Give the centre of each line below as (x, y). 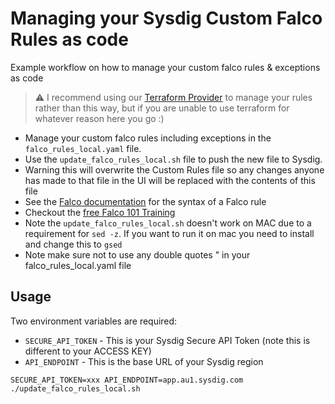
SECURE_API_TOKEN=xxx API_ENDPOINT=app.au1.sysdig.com (127, 380)
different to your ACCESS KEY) (88, 351)
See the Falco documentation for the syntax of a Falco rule (145, 201)
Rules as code (69, 39)
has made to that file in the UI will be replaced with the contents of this (170, 180)
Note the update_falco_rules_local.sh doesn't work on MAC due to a (168, 223)
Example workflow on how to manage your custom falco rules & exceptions (165, 67)
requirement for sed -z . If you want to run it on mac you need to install (169, 233)
